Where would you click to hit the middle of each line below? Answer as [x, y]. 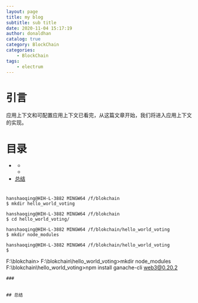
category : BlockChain [33, 45]
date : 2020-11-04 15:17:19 [39, 28]
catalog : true [24, 39]
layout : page [22, 12]
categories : [21, 50]
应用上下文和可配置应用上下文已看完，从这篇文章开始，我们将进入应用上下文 [99, 115]
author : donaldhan [29, 34]
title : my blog [25, 17]
